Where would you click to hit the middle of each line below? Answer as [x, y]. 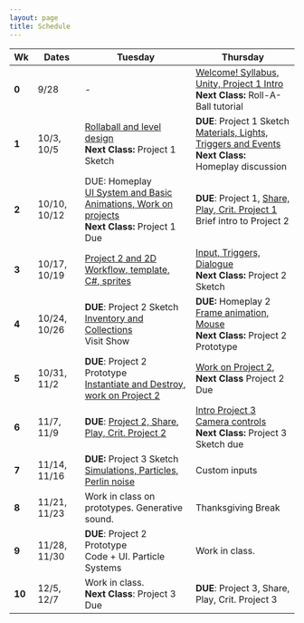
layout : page [34, 18]
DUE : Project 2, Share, [132, 421]
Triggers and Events [238, 143]
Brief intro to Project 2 [242, 220]
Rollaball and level [123, 126]
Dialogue [214, 264]
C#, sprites [108, 280]
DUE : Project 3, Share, [243, 588]
